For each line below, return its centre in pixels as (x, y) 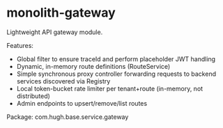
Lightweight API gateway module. (55, 32)
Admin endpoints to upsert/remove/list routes (82, 103)
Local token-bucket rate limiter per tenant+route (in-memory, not (110, 88)
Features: (20, 45)
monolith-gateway (61, 13)
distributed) (33, 96)
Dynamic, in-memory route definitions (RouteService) (93, 66)
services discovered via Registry (63, 81)
